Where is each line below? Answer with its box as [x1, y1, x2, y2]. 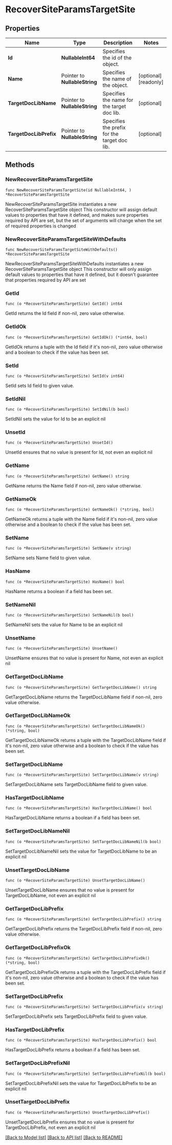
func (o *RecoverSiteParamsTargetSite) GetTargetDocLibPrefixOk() [5, 956, 150, 961]
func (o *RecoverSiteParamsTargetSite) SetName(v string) [5, 546, 132, 551]
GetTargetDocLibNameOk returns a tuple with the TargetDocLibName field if [5, 737, 166, 743]
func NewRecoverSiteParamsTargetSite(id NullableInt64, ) [5, 187, 132, 193]
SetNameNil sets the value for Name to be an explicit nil [5, 621, 123, 628]
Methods [5, 160, 35, 169]
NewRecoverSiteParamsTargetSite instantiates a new [5, 201, 117, 207]
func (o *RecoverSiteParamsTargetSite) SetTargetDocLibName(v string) [5, 772, 159, 778]
